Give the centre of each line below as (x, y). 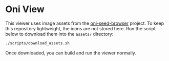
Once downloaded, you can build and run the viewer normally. (71, 53)
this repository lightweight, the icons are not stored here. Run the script (81, 28)
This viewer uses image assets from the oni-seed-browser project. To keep (85, 23)
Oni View (25, 9)
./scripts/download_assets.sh (38, 43)
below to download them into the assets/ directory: (59, 34)
